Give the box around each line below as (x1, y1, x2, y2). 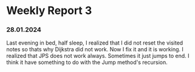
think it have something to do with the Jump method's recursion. (6, 59, 168, 66)
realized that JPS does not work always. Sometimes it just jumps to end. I (6, 52, 190, 60)
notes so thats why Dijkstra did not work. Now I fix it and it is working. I (6, 46, 184, 53)
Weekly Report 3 (6, 4, 92, 18)
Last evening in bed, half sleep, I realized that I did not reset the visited (6, 39, 183, 46)
